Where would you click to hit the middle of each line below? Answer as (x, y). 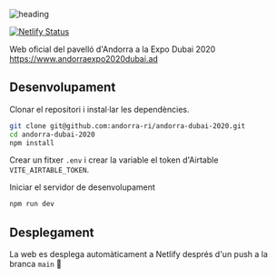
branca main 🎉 (35, 264)
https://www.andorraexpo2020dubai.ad (84, 59)
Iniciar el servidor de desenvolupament (83, 187)
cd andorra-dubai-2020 (52, 134)
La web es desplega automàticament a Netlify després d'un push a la (138, 254)
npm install (32, 143)
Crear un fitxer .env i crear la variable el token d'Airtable (114, 160)
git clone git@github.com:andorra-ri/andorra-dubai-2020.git (128, 126)
